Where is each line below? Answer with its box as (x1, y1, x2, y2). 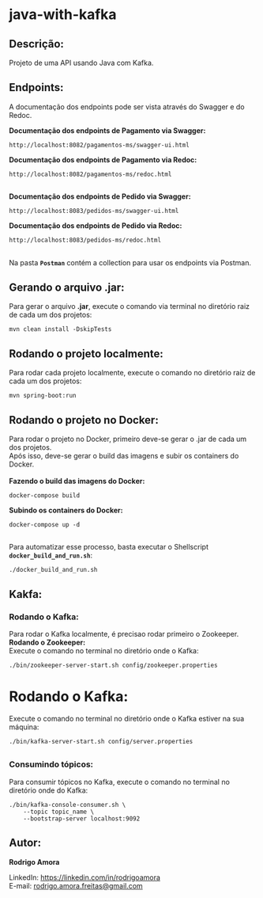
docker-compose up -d (9, 521, 81, 529)
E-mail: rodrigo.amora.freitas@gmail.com (9, 881, 143, 890)
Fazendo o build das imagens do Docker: (9, 477, 145, 486)
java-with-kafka (9, 6, 117, 24)
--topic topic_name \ (23, 808, 94, 816)
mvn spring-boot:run (9, 392, 77, 400)
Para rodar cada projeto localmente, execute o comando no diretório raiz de (9, 368, 256, 378)
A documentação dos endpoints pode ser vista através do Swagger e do (9, 101, 245, 112)
